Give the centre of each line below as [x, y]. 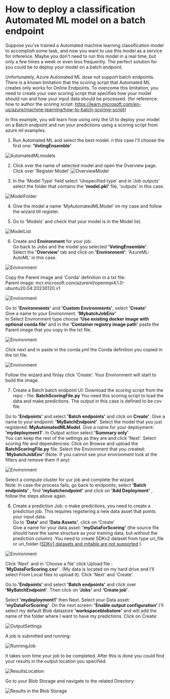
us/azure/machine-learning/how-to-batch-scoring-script [65, 109]
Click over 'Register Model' [41, 171]
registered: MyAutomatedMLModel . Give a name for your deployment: [80, 427]
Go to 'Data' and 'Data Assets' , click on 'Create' [64, 522]
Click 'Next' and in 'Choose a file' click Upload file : [59, 563]
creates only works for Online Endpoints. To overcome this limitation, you [82, 87]
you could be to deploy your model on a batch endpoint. [64, 67]
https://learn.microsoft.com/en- [108, 104]
